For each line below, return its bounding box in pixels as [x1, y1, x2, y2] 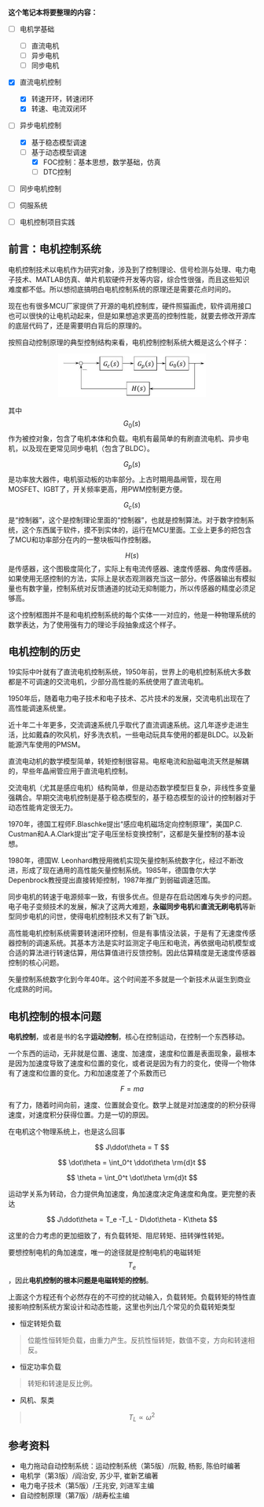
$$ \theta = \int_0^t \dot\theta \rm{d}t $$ [66, 1173, 198, 1182]
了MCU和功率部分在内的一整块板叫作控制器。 [8, 534, 156, 544]
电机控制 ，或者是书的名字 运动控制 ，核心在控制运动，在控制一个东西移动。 [8, 1032, 249, 1042]
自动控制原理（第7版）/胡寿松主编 [19, 1490, 130, 1500]
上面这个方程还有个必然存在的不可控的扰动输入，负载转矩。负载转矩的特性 [8, 1292, 249, 1302]
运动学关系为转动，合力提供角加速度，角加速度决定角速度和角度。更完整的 [8, 1190, 249, 1199]
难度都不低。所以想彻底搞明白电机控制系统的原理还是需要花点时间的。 [8, 284, 236, 294]
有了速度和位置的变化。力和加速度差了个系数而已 [8, 1069, 167, 1078]
